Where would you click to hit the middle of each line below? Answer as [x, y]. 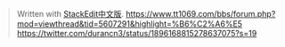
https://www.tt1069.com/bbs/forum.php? [201, 14]
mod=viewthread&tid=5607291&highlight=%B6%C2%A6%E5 [129, 24]
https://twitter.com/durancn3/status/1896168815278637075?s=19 [137, 33]
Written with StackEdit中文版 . [70, 14]
